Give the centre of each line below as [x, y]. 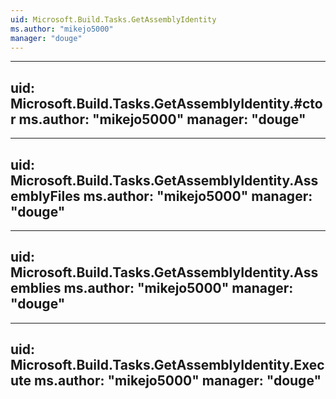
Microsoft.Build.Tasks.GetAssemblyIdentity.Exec [167, 365]
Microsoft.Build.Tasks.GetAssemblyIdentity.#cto [166, 103]
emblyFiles [45, 196]
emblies [36, 288]
